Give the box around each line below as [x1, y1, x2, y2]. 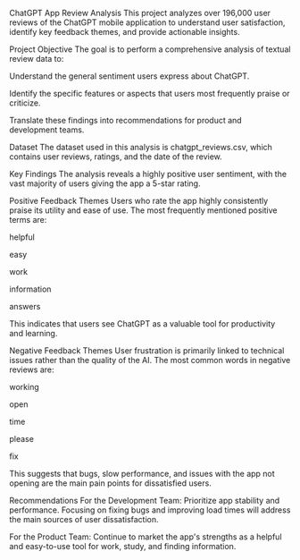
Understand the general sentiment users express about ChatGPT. [9, 71, 250, 81]
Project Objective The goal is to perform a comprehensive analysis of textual [9, 44, 291, 55]
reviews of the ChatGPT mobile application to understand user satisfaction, [9, 17, 286, 28]
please [9, 434, 34, 444]
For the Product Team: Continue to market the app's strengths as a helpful [9, 531, 283, 542]
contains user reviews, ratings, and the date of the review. [9, 151, 223, 162]
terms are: [9, 215, 47, 225]
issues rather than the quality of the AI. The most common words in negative [9, 355, 291, 365]
